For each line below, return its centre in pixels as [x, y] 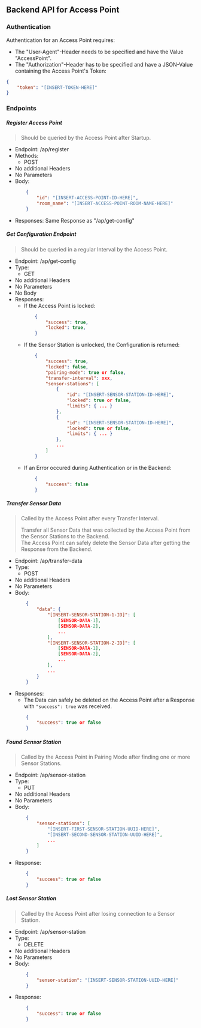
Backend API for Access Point [63, 10]
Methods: [27, 156]
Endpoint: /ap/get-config [45, 261]
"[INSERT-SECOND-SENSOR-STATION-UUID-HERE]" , [105, 834]
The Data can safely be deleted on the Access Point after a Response [109, 700]
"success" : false [67, 484]
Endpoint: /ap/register [42, 149]
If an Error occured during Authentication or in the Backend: [98, 467]
